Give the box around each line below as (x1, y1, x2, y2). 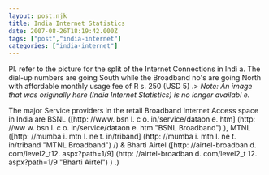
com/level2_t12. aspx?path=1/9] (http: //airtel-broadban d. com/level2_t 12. (8, 149, 258, 159)
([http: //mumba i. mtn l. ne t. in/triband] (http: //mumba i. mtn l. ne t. (8, 131, 237, 142)
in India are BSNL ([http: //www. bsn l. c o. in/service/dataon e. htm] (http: (8, 114, 256, 124)
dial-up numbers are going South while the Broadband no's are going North (8, 73, 262, 83)
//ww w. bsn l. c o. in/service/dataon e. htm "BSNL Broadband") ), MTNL (8, 123, 251, 133)
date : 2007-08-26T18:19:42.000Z (8, 27, 118, 35)
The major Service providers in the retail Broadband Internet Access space (8, 106, 259, 116)
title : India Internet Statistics (8, 19, 126, 28)
